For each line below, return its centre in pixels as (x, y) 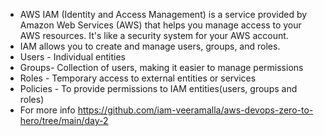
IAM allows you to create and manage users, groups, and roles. (150, 46)
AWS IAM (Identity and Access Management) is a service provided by (163, 14)
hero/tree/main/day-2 (64, 120)
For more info (47, 110)
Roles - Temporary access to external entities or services (138, 78)
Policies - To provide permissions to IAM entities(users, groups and (158, 88)
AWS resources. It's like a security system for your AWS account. (154, 35)
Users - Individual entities (72, 57)
